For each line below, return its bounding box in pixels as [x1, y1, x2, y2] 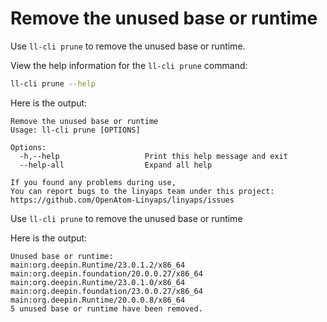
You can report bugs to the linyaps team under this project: [10, 186, 275, 196]
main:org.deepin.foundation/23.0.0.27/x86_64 [10, 286, 203, 296]
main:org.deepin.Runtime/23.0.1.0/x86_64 [10, 277, 186, 287]
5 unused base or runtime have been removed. [10, 303, 203, 314]
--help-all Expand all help [19, 160, 213, 170]
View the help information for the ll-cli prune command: [10, 59, 248, 71]
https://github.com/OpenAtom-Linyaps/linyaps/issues [10, 195, 235, 205]
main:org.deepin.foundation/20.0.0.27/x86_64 [10, 268, 203, 279]
